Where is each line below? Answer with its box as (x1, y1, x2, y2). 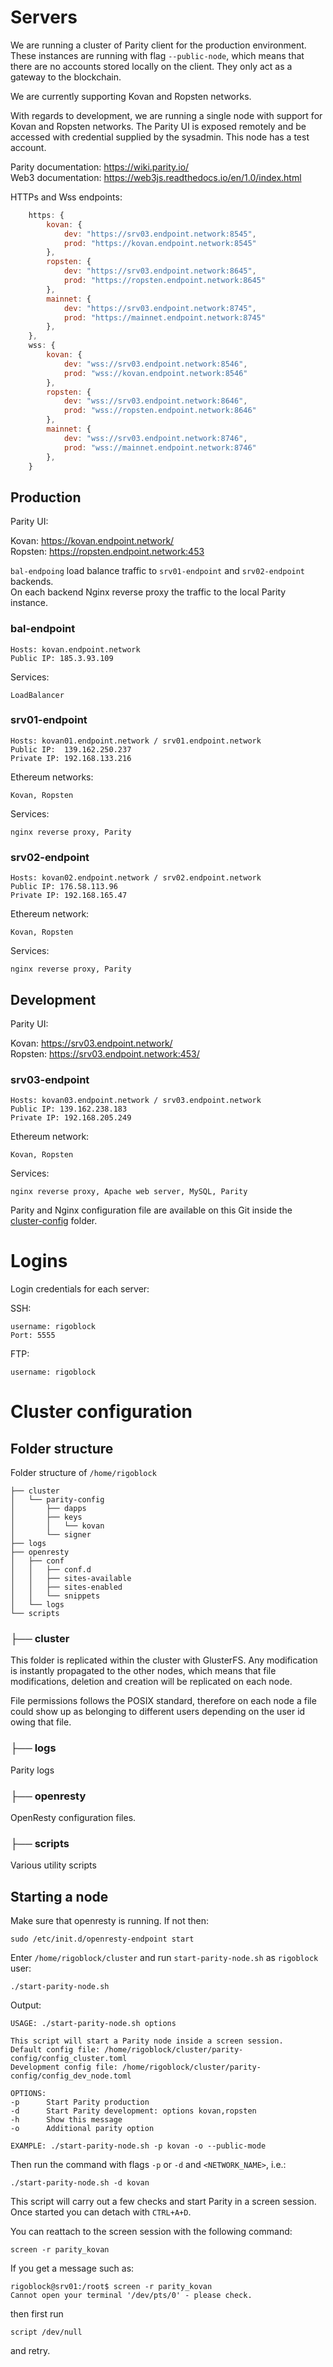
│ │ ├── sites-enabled (10, 1582, 123, 1593)
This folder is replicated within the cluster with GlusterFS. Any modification (10, 1654, 318, 1666)
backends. (10, 576, 54, 588)
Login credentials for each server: (10, 1283, 150, 1295)
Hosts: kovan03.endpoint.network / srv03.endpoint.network (10, 1096, 262, 1106)
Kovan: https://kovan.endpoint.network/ (10, 535, 175, 547)
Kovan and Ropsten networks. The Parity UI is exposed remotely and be (10, 120, 307, 132)
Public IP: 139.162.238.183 (10, 1104, 128, 1115)
